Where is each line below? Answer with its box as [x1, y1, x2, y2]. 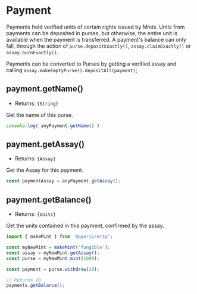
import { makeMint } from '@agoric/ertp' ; [6, 234, 113, 240]
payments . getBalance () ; [6, 283, 65, 289]
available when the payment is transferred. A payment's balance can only [6, 36, 186, 43]
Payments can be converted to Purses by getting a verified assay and [6, 60, 177, 67]
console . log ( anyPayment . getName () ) [6, 123, 100, 129]
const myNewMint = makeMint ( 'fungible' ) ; [6, 245, 111, 250]
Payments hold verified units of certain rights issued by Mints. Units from [6, 23, 185, 30]
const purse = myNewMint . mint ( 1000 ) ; [6, 255, 100, 261]
